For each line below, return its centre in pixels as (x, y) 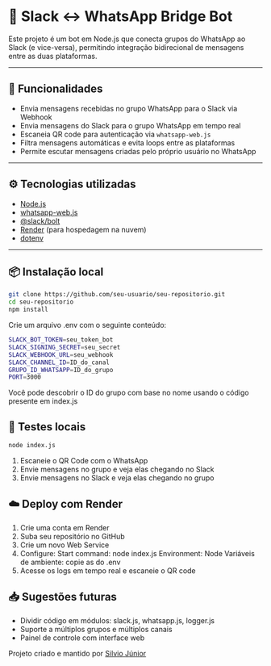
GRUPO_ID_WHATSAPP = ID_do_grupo (61, 370)
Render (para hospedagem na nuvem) (83, 229)
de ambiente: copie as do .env (70, 562)
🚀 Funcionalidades (56, 89)
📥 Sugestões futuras (63, 597)
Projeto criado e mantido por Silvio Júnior (77, 653)
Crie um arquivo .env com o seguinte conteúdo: (88, 325)
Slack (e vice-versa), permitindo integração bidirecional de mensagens (126, 47)
